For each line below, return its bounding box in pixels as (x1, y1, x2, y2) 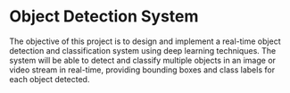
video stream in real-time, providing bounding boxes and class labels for (9, 64, 275, 75)
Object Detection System (9, 6, 199, 27)
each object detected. (9, 73, 90, 84)
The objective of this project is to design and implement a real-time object (9, 36, 281, 46)
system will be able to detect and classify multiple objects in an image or (9, 55, 277, 65)
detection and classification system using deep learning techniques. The (9, 45, 277, 55)
